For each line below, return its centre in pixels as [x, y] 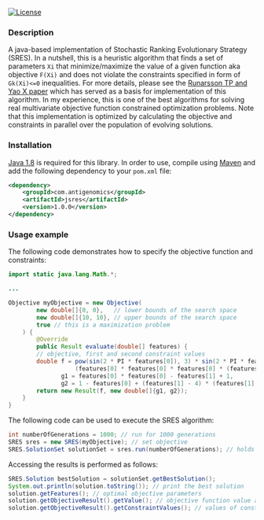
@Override [52, 339]
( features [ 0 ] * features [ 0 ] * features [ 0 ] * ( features [167, 369]
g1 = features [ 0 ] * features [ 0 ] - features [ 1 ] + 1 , [147, 376]
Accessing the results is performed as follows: [83, 464]
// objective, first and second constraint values [121, 354]
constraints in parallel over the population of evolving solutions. [111, 125]
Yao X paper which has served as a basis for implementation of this [117, 91]
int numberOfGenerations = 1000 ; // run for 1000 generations [112, 435]
